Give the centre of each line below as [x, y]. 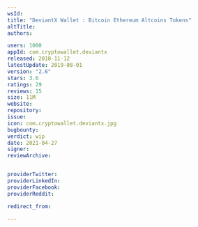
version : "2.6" [29, 71]
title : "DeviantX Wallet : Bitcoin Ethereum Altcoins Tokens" [99, 20]
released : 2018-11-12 [39, 59]
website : [20, 104]
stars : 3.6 [23, 78]
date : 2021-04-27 [32, 143]
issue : [17, 117]
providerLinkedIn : [34, 181]
